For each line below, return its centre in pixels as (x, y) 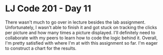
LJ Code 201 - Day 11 (48, 9)
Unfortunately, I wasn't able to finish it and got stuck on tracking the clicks (81, 27)
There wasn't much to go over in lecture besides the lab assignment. (75, 22)
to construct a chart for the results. (41, 48)
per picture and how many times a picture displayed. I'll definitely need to (80, 32)
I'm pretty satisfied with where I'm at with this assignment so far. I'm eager (81, 43)
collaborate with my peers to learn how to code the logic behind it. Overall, (81, 38)
